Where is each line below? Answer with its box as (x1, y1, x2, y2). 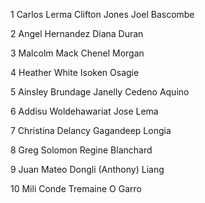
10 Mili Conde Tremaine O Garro (10, 183, 142, 194)
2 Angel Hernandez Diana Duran (10, 28, 144, 39)
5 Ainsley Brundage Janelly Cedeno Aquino (10, 86, 190, 98)
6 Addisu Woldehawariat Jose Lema (10, 105, 159, 117)
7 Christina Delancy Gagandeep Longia (10, 125, 172, 136)
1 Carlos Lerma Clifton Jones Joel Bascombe (10, 9, 195, 20)
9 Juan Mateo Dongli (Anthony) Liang (10, 164, 165, 175)
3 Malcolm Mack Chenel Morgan (10, 47, 145, 59)
